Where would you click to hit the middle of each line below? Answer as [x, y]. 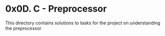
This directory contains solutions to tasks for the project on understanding [83, 23]
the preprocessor [23, 28]
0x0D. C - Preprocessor [56, 9]
